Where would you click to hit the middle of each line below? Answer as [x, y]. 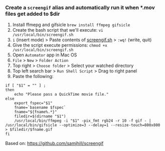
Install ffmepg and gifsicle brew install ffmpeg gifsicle [71, 25]
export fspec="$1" [33, 103]
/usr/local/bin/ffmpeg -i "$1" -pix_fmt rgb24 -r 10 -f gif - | [83, 121]
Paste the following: [33, 77]
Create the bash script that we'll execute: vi [58, 30]
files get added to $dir [33, 14]
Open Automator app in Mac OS [45, 55]
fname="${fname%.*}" [36, 112]
